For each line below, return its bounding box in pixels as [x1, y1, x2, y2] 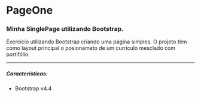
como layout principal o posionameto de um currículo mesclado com [6, 45, 175, 52]
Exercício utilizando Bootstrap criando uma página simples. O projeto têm [6, 38, 187, 45]
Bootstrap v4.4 [14, 85, 52, 92]
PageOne [6, 4, 53, 17]
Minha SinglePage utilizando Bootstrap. [6, 25, 124, 33]
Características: [6, 70, 48, 77]
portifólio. [6, 51, 30, 58]
